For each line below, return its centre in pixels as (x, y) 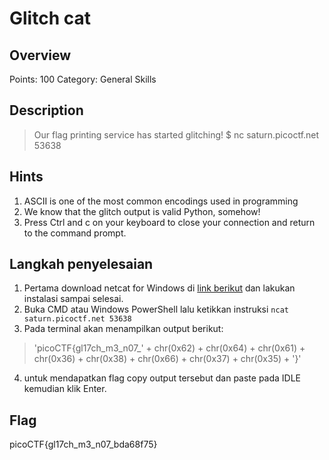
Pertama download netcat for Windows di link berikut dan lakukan (159, 288)
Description (46, 110)
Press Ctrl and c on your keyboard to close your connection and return (169, 222)
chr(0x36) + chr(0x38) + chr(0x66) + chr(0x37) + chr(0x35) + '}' (167, 359)
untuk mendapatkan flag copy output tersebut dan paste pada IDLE (162, 378)
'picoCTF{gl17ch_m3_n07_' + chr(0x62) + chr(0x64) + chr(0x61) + (169, 348)
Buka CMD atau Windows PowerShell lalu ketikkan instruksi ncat (156, 309)
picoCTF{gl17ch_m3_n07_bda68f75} (83, 444)
